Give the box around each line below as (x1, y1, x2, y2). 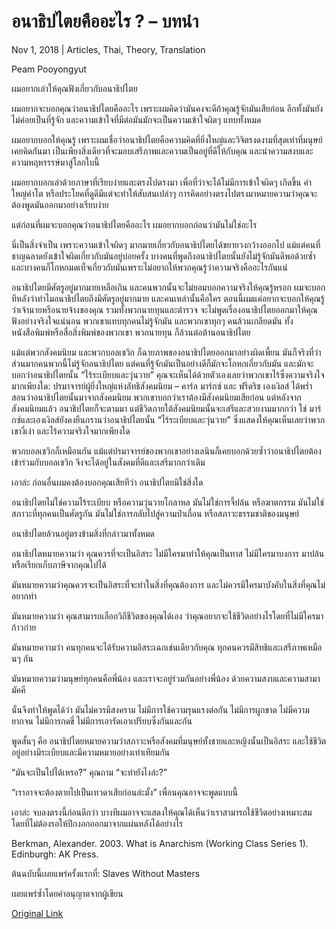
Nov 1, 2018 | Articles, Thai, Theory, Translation (11, 43, 206, 55)
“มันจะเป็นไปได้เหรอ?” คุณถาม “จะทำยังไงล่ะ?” (11, 766, 168, 778)
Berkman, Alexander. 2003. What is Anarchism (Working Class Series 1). (11, 837, 309, 849)
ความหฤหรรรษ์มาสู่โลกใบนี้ (11, 156, 100, 168)
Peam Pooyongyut (11, 63, 88, 75)
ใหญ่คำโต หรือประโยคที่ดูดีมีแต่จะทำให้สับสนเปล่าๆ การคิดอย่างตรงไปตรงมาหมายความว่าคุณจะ (11, 187, 318, 199)
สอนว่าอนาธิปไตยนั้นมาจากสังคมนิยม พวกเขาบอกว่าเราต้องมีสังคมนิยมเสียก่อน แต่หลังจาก (11, 391, 302, 403)
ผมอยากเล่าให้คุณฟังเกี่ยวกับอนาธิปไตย (11, 82, 138, 94)
